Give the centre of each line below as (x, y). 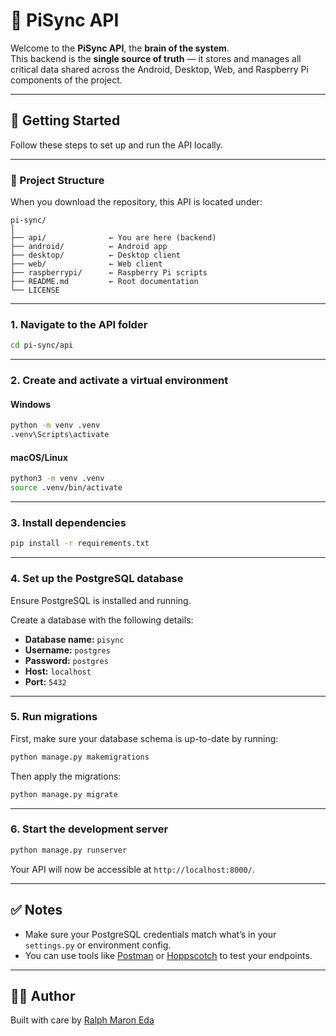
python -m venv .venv (55, 425)
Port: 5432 (45, 681)
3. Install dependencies (68, 522)
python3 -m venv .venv (57, 479)
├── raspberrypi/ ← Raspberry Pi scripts (109, 273)
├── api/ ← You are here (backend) (113, 238)
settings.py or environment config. (98, 945)
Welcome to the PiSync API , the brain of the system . (120, 48)
